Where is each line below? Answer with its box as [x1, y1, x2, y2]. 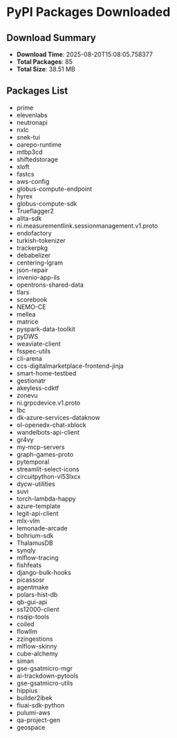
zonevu [16, 391, 39, 399]
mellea [16, 310, 36, 318]
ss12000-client [16, 605, 59, 613]
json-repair [16, 265, 49, 274]
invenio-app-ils [16, 273, 60, 281]
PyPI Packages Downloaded [6, 4, 171, 20]
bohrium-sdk [16, 531, 54, 539]
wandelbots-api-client [16, 428, 80, 436]
